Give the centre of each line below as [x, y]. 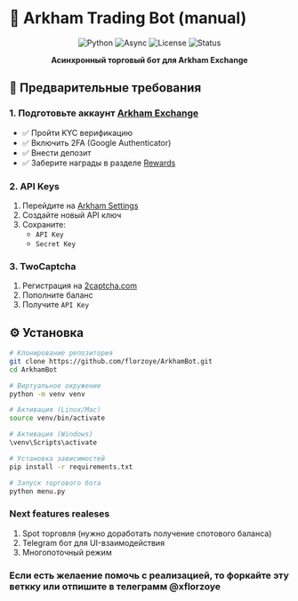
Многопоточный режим [67, 552]
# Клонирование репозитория [61, 353]
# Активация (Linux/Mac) [55, 410]
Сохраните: [44, 224]
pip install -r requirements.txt [71, 467]
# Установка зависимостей [57, 458]
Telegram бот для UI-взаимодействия [93, 542]
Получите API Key [56, 305]
